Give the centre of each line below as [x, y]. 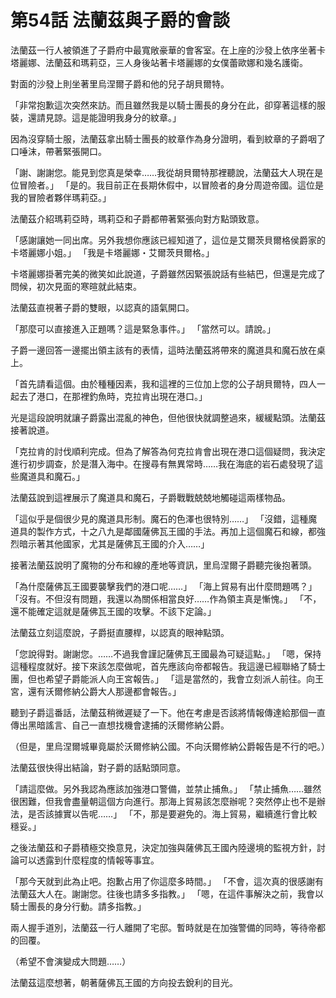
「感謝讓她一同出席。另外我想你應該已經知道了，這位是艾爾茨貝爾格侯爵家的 [168, 240]
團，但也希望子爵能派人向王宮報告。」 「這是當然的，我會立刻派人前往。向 [162, 678]
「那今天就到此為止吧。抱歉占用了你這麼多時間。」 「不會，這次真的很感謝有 [167, 881]
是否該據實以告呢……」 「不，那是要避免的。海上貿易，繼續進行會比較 [172, 813]
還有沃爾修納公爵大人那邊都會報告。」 [104, 691]
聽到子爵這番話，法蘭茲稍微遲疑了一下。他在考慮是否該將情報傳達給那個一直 [168, 712]
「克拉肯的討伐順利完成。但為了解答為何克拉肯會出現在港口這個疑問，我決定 [168, 451]
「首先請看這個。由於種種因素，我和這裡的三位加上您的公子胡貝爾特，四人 [163, 383]
